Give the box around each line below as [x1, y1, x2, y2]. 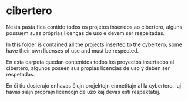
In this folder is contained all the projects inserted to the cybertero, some [6, 41, 182, 48]
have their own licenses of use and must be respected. [6, 47, 139, 54]
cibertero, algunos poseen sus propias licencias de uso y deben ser [6, 64, 170, 71]
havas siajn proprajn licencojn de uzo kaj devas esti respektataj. [6, 88, 160, 95]
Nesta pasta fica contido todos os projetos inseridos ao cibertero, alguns [6, 23, 183, 30]
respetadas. [6, 71, 35, 78]
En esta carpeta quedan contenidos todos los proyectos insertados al [6, 58, 174, 65]
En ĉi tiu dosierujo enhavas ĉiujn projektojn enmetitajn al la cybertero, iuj [6, 82, 181, 89]
